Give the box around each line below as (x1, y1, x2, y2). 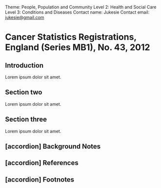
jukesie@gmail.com (5, 15, 44, 20)
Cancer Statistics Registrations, (5, 32, 137, 43)
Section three (5, 115, 47, 124)
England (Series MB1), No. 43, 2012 (5, 42, 150, 53)
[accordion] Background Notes (5, 142, 101, 150)
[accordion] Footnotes (5, 175, 75, 184)
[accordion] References (5, 159, 79, 167)
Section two (5, 88, 42, 96)
